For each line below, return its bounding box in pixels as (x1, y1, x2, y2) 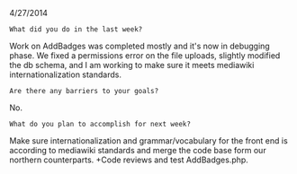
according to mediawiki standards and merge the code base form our (9, 145, 267, 155)
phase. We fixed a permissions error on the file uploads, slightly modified (9, 50, 281, 61)
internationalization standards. (9, 69, 121, 80)
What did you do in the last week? (9, 25, 143, 34)
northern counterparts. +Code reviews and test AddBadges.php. (9, 154, 249, 165)
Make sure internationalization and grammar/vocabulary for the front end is (9, 135, 288, 146)
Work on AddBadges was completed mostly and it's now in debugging (9, 40, 270, 51)
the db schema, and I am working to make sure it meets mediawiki (9, 60, 255, 70)
